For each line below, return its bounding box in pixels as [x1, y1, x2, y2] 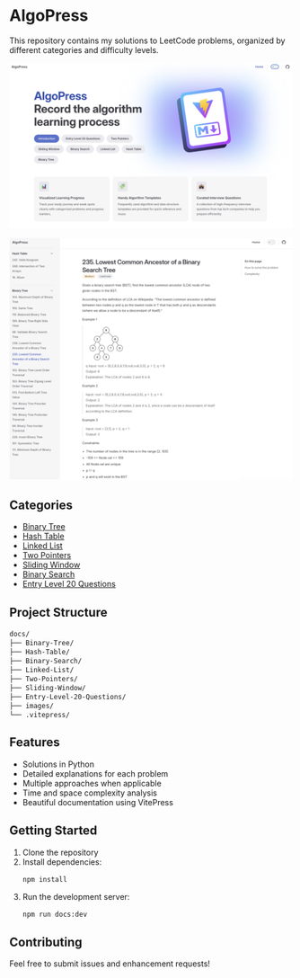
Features [9, 734, 60, 751]
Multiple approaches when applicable [22, 778, 162, 788]
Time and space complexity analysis [22, 787, 157, 798]
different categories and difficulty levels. [9, 44, 159, 55]
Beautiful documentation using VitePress [22, 796, 173, 807]
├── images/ [9, 702, 54, 711]
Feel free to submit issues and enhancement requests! [9, 958, 211, 969]
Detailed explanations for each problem [22, 768, 169, 778]
